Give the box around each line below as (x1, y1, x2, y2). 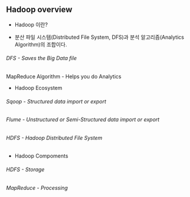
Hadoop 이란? (14, 21, 48, 28)
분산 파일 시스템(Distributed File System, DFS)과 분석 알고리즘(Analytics (14, 34, 184, 41)
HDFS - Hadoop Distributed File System (6, 134, 103, 141)
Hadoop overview (6, 5, 72, 15)
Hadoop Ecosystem (14, 85, 63, 92)
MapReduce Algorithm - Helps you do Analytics (6, 73, 122, 80)
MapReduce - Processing (6, 184, 68, 191)
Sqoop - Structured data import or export (6, 98, 106, 105)
